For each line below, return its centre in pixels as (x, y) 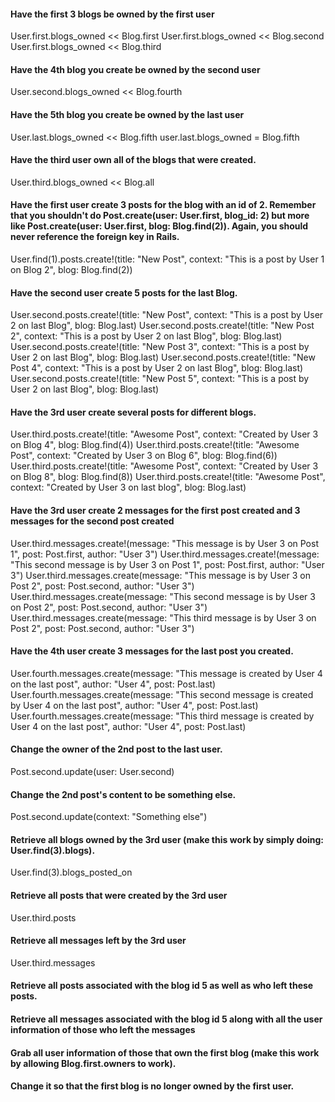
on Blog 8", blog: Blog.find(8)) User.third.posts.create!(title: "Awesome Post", (168, 477)
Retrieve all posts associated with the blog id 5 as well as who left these (162, 986)
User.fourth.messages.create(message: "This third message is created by (162, 716)
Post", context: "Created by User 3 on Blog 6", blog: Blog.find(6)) (144, 456)
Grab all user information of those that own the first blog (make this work (165, 1052)
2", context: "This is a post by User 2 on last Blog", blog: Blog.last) (146, 336)
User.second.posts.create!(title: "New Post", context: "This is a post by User (167, 315)
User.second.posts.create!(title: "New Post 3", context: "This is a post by (160, 347)
